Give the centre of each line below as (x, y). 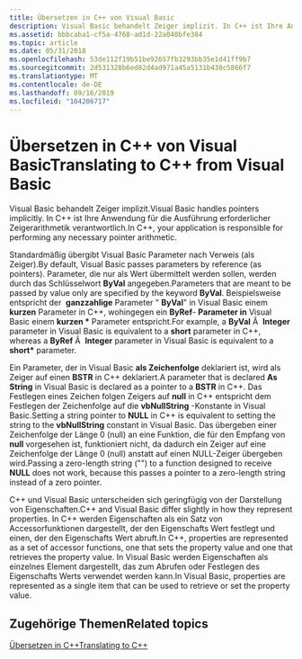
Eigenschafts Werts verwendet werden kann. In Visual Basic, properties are (147, 576)
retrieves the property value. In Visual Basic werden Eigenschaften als (139, 557)
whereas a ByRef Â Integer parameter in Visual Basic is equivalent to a (142, 341)
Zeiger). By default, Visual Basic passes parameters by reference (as (136, 264)
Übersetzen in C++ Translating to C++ (79, 646)
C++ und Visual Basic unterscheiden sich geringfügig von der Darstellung (146, 500)
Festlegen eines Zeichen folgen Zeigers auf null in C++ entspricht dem (140, 396)
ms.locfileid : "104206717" (60, 101)
